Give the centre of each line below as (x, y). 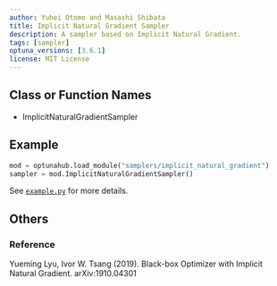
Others (29, 219)
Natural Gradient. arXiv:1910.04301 (73, 273)
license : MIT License (50, 59)
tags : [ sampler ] (39, 42)
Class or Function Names (80, 95)
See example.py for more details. (69, 191)
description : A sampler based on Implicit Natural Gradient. (126, 34)
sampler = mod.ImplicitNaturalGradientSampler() (101, 174)
